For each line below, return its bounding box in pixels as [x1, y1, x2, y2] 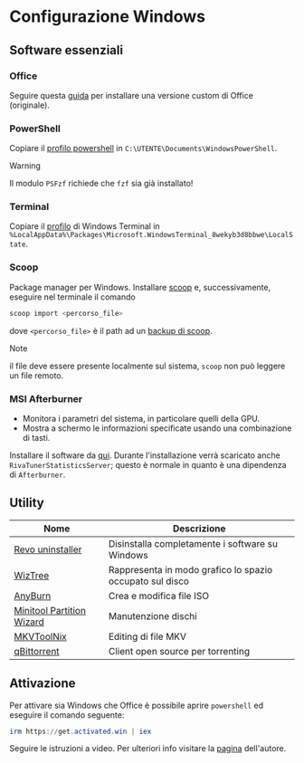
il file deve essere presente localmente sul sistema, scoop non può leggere [9, 360, 286, 371]
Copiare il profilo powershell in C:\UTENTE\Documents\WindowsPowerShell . [9, 143, 278, 154]
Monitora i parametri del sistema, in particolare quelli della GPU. [22, 413, 261, 424]
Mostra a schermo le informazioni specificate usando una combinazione [22, 423, 292, 434]
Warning [9, 160, 41, 171]
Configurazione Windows [9, 6, 206, 27]
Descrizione [173, 522, 226, 535]
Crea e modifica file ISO [108, 589, 210, 602]
